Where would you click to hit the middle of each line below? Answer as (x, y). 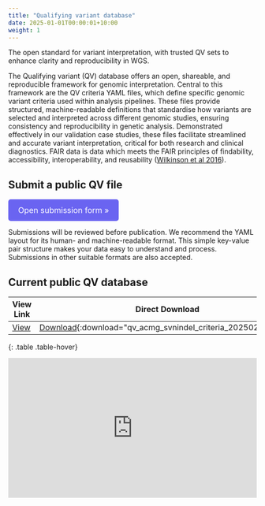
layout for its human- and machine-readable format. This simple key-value (129, 240)
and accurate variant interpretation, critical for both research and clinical (126, 143)
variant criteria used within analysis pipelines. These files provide (114, 101)
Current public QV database (78, 282)
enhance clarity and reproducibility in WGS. (79, 61)
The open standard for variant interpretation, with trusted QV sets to (119, 53)
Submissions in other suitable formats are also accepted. (101, 258)
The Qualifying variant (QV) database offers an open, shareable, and (119, 76)
